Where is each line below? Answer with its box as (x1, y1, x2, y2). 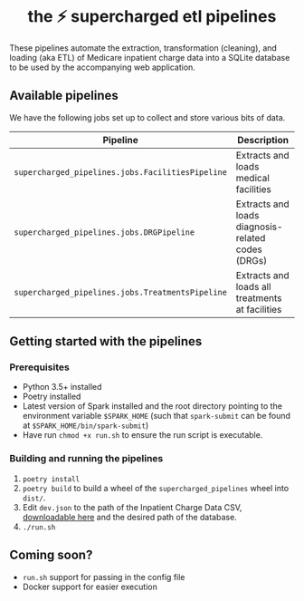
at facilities (235, 303, 282, 315)
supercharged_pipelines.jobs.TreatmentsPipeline (14, 286, 228, 297)
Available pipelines (9, 88, 119, 103)
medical (235, 171, 270, 184)
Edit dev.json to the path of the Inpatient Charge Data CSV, (22, 501, 242, 512)
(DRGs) (235, 254, 268, 267)
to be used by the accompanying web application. (9, 62, 196, 73)
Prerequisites (9, 361, 70, 373)
